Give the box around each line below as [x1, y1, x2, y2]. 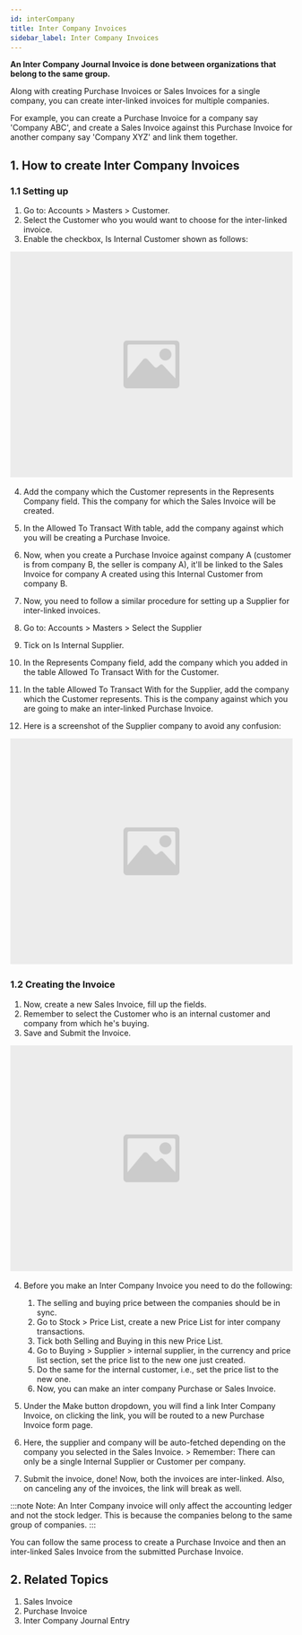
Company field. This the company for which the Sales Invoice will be [22, 496, 276, 506]
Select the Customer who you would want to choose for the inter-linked [22, 215, 288, 226]
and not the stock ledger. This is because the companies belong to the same [10, 1510, 293, 1520]
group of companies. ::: [10, 1519, 97, 1530]
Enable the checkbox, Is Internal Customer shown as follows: [22, 234, 249, 245]
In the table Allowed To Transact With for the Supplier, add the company [22, 684, 289, 695]
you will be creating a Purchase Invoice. [22, 532, 171, 543]
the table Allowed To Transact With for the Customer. [22, 667, 220, 678]
